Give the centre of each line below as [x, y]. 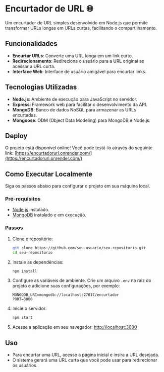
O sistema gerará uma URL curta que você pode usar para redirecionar [85, 360]
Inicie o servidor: [29, 308]
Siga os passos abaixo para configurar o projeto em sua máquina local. [78, 186]
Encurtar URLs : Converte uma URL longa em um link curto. [73, 56]
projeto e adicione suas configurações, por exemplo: [66, 286]
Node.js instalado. [31, 210]
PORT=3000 [23, 299]
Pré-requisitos [23, 199]
